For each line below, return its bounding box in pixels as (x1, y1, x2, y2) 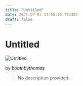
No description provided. (17, 75, 70, 81)
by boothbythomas (5, 65, 45, 71)
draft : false (5, 17, 33, 22)
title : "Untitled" (5, 7, 44, 13)
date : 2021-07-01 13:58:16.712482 (5, 12, 78, 17)
